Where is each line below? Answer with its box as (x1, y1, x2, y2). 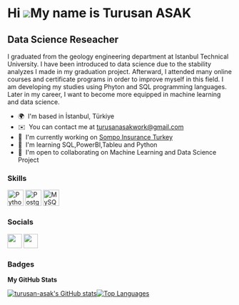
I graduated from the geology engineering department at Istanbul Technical (7, 52, 229, 61)
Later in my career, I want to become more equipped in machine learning (7, 91, 221, 98)
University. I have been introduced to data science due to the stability (7, 60, 212, 68)
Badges (7, 259, 34, 269)
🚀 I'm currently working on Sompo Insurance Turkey (17, 133, 173, 141)
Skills (7, 173, 27, 183)
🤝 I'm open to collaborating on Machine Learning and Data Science (17, 148, 217, 156)
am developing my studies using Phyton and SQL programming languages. (7, 83, 227, 91)
